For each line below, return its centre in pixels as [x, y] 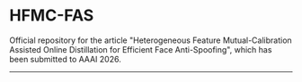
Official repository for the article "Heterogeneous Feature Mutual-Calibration [151, 40]
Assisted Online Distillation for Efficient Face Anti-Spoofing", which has [141, 49]
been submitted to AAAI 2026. [65, 59]
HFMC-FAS [52, 16]
